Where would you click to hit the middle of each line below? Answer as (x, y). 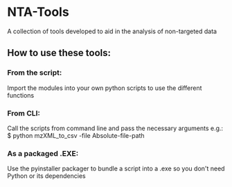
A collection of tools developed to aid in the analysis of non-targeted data (112, 31)
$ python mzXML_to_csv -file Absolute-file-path (76, 135)
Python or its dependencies (46, 176)
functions (21, 95)
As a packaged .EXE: (43, 153)
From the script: (35, 73)
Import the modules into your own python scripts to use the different (105, 88)
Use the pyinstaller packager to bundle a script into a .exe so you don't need (116, 169)
